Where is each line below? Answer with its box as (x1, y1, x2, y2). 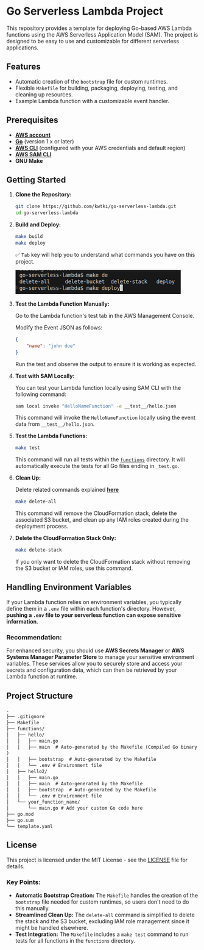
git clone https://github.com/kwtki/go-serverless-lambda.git (15, 203, 177, 210)
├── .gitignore (6, 713, 45, 719)
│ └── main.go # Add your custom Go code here (6, 805, 143, 811)
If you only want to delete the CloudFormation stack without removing (15, 558, 191, 565)
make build (15, 234, 43, 240)
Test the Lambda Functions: (15, 432, 88, 440)
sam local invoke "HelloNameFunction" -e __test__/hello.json (15, 403, 177, 409)
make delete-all (15, 498, 57, 505)
